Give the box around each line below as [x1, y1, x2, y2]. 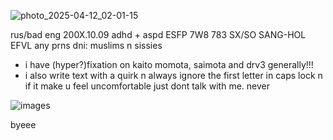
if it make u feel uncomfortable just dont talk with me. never [24, 80, 270, 92]
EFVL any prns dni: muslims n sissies [10, 40, 163, 51]
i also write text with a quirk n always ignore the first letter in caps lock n [24, 70, 323, 81]
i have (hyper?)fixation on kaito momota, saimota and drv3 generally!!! [24, 59, 314, 70]
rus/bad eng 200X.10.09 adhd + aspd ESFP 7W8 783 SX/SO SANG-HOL [10, 29, 307, 40]
